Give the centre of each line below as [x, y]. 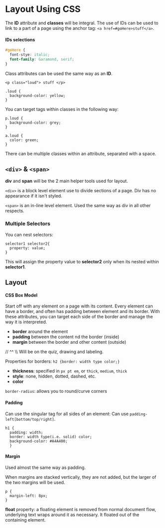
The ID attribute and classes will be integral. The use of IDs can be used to [82, 23]
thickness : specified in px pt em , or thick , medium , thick [70, 371]
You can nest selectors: [29, 234]
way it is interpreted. [26, 322]
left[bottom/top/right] [30, 419]
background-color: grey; [35, 123]
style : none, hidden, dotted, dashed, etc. [54, 377]
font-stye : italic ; [30, 55]
